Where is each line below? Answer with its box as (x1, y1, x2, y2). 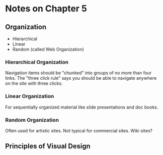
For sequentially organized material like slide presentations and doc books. (5, 104, 159, 110)
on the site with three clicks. (5, 80, 63, 87)
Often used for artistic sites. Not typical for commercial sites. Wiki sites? (5, 127, 153, 134)
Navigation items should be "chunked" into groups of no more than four (5, 70, 152, 76)
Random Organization (5, 116, 59, 123)
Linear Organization (5, 93, 54, 100)
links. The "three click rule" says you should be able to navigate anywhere (5, 75, 157, 81)
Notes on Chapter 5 (5, 3, 87, 14)
